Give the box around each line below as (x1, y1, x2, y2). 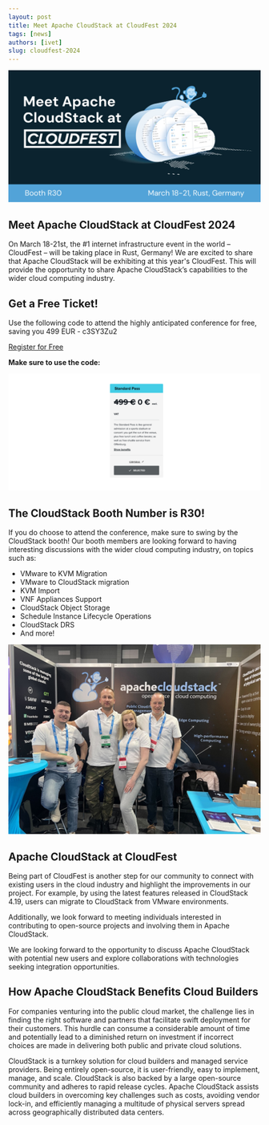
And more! (19, 628, 55, 638)
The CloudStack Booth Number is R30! (8, 506, 206, 520)
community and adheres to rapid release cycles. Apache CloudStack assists (8, 1082, 259, 1091)
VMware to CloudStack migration (19, 578, 130, 587)
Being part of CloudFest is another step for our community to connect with (8, 871, 255, 880)
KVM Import (19, 586, 60, 595)
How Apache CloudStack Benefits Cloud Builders (8, 985, 259, 999)
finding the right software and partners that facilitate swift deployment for (8, 1015, 251, 1025)
